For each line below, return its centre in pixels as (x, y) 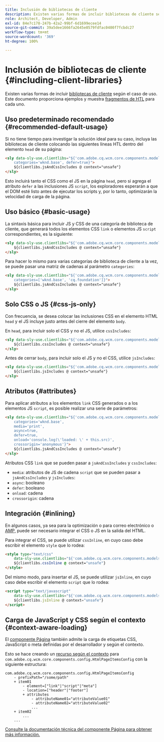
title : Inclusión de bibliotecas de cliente (51, 10)
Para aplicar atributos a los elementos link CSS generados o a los (72, 403)
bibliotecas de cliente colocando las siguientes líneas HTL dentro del (74, 144)
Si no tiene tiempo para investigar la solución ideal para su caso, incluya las (81, 139)
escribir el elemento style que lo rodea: (45, 545)
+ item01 (23, 682)
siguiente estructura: (26, 664)
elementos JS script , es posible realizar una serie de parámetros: (71, 408)
